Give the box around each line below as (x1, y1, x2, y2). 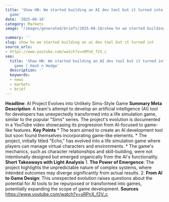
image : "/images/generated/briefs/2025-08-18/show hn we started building (5, 26, 165, 31)
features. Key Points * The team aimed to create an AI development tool (13, 127, 163, 133)
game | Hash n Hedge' (14, 63, 59, 68)
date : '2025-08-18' (5, 17, 46, 22)
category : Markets (5, 21, 44, 27)
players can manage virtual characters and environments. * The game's (5, 143, 154, 149)
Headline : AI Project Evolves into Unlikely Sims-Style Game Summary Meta (5, 100, 162, 106)
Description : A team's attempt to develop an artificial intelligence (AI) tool (5, 106, 158, 112)
